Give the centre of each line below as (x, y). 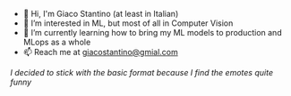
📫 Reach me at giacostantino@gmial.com (100, 52)
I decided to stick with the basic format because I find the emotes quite (142, 72)
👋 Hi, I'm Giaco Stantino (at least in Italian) (101, 14)
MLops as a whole (57, 42)
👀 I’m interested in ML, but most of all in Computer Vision (128, 23)
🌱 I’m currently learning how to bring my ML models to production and (152, 32)
